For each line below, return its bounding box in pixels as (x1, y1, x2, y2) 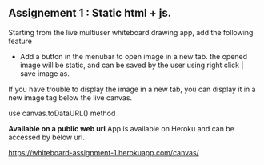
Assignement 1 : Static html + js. (8, 6, 172, 20)
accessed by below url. (8, 132, 86, 142)
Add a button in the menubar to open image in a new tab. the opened (19, 51, 248, 61)
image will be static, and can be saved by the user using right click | (19, 60, 244, 70)
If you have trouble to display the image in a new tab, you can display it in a (8, 84, 256, 94)
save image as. (19, 68, 70, 78)
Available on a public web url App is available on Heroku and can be (8, 123, 234, 133)
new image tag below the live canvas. (8, 92, 133, 103)
